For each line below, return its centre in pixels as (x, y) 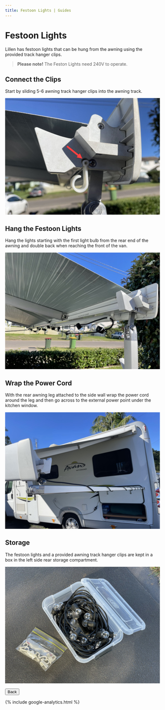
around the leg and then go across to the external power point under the (78, 400)
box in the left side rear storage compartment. (52, 560)
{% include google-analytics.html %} (42, 702)
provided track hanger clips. (34, 54)
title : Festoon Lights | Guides (38, 10)
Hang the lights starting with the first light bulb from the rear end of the (77, 241)
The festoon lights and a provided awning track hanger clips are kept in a (79, 555)
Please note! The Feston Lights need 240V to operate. (72, 64)
